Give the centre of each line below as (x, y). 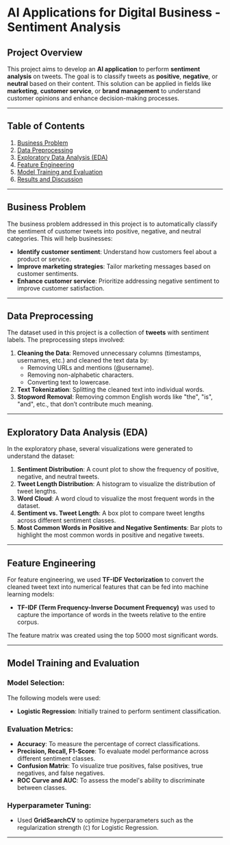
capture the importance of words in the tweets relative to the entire (112, 615)
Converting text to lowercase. (69, 382)
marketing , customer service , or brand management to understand (104, 91)
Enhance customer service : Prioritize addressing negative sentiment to (118, 281)
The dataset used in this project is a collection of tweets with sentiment (108, 333)
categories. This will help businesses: (60, 238)
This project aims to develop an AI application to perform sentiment (104, 69)
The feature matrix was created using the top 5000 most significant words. (113, 636)
